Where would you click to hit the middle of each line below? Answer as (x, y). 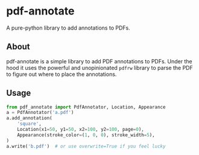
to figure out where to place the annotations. (62, 74)
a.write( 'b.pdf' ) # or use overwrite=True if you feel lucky (86, 146)
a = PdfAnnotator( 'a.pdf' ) (40, 113)
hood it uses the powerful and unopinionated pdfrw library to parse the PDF (99, 68)
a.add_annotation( (29, 118)
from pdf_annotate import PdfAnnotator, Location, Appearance (86, 107)
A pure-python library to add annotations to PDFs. (68, 28)
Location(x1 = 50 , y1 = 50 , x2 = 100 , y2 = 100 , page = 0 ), (81, 130)
